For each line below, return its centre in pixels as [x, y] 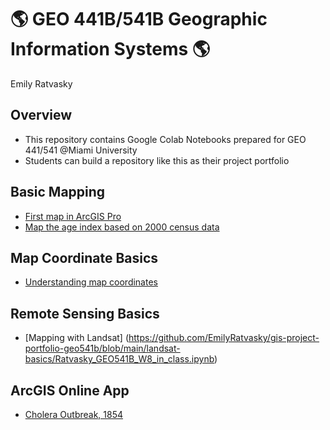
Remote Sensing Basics [85, 313]
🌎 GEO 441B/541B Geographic [139, 19]
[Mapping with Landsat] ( [76, 338]
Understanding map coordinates [91, 282]
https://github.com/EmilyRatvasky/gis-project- [224, 338]
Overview [41, 115]
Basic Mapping [58, 192]
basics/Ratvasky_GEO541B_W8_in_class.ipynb [119, 359]
